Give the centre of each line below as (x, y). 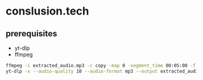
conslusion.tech (47, 11)
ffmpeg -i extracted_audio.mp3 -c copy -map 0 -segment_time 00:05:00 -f (101, 65)
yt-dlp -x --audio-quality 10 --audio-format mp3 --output (82, 71)
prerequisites (32, 34)
